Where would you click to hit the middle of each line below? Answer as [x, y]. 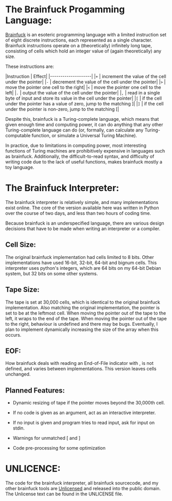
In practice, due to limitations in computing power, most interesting [76, 145]
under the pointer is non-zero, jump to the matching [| [62, 109]
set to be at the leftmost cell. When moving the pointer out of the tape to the [86, 313]
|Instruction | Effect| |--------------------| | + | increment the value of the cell [86, 76]
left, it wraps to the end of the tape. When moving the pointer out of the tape [86, 318]
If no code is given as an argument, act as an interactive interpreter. [84, 413]
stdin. [18, 428]
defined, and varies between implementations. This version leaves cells [81, 369]
